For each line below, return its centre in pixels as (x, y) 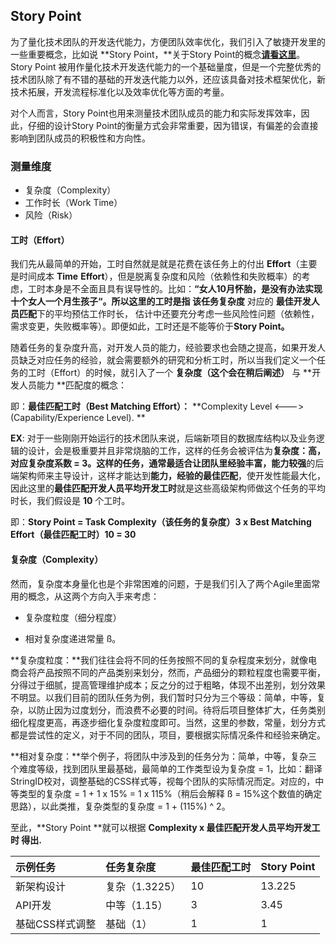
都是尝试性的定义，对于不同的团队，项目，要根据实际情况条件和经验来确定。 (168, 735)
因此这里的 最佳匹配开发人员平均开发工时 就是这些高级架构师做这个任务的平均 (168, 488)
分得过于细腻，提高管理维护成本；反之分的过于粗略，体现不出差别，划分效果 (168, 685)
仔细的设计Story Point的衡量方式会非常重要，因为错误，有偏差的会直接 (173, 125)
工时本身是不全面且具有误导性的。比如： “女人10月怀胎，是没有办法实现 (175, 289)
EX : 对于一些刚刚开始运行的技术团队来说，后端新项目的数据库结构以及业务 (163, 438)
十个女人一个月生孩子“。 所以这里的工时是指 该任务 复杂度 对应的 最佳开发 (161, 301)
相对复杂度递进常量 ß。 (73, 638)
